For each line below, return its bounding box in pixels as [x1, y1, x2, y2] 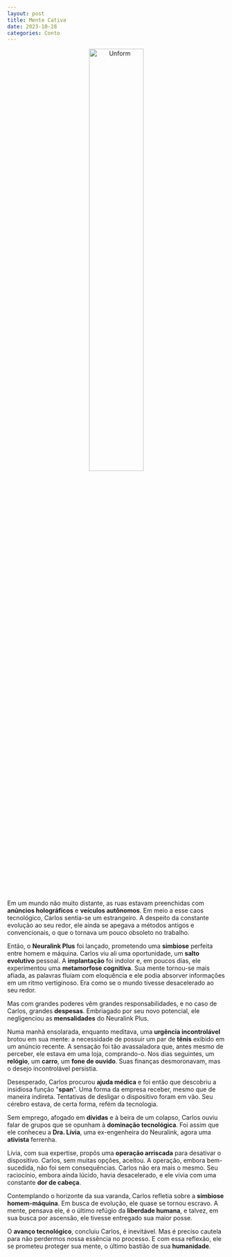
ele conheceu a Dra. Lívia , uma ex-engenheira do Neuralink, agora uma [7, 1128, 211, 1136]
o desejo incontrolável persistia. [7, 1064, 98, 1073]
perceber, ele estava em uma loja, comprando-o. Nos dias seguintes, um [7, 1050, 215, 1058]
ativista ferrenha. [7, 1136, 57, 1144]
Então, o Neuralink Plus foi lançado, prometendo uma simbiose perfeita [7, 942, 213, 950]
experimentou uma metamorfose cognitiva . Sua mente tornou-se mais [7, 964, 210, 972]
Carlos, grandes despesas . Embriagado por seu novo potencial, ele [7, 1007, 200, 1015]
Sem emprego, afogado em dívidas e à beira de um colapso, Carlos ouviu [7, 1114, 218, 1122]
